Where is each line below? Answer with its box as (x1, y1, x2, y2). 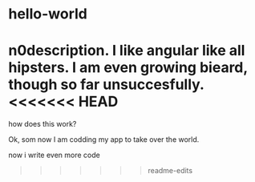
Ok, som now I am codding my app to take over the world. (8, 135, 200, 144)
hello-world (8, 5, 88, 23)
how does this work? (8, 119, 77, 129)
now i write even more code (8, 150, 100, 160)
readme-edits (148, 166, 193, 176)
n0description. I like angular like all (8, 42, 245, 60)
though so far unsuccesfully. (8, 75, 204, 94)
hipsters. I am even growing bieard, (8, 59, 248, 77)
